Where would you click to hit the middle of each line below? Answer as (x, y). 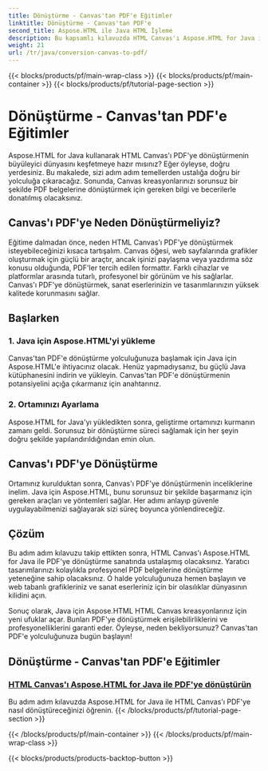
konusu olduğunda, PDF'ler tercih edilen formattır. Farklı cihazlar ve (119, 268)
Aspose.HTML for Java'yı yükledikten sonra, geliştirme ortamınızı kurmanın (132, 422)
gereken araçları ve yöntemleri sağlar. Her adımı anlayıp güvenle (114, 500)
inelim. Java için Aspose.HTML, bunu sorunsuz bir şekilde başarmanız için (130, 491)
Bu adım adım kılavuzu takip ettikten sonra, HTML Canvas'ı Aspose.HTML (129, 553)
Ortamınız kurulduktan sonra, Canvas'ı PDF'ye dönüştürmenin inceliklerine (130, 483)
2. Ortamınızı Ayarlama (54, 404)
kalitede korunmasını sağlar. (54, 293)
